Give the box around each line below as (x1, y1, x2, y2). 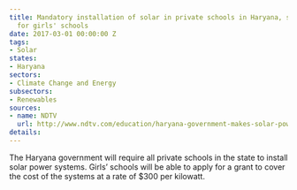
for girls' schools (17, 21, 89, 30)
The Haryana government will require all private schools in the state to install (9, 152, 288, 163)
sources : (9, 103, 42, 112)
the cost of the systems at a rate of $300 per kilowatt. (9, 171, 206, 181)
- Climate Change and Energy (9, 79, 117, 87)
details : (9, 128, 42, 137)
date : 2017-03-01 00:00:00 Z (9, 29, 117, 38)
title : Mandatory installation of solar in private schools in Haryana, (9, 12, 283, 22)
